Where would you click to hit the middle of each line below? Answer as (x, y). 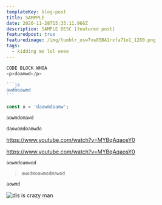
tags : (13, 46)
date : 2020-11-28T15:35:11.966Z (47, 23)
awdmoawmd (19, 90)
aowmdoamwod (21, 163)
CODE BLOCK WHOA (27, 68)
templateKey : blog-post (36, 12)
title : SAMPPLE (25, 18)
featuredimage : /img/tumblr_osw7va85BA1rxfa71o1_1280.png (81, 40)
